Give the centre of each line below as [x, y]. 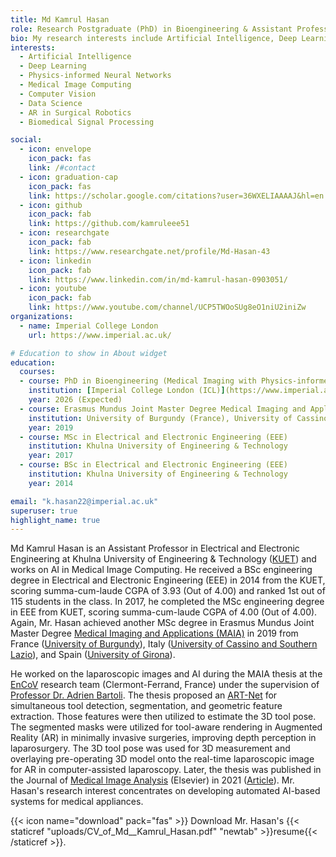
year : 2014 [51, 483]
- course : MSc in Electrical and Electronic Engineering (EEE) [153, 437]
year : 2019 [51, 427]
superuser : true [44, 511]
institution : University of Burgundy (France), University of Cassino [178, 418]
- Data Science [51, 103]
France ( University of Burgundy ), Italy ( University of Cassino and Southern [164, 644]
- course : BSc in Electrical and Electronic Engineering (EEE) [153, 465]
